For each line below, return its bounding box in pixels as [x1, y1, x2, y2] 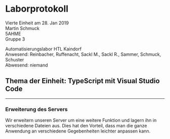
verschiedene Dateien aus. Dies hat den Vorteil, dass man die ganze [5, 123, 147, 129]
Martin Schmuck [5, 25, 39, 31]
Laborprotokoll [5, 3, 69, 15]
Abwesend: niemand [5, 62, 48, 68]
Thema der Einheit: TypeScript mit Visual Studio [5, 77, 160, 85]
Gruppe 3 [5, 36, 25, 42]
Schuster [5, 56, 24, 62]
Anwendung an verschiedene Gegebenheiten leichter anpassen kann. [5, 128, 151, 134]
